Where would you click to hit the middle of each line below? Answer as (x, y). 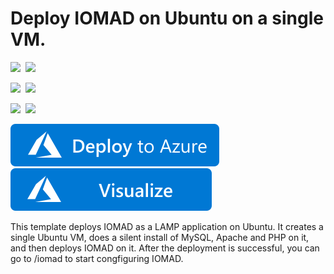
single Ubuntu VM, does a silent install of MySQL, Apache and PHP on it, (160, 237)
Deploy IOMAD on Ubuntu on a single (167, 18)
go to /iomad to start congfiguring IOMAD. (97, 258)
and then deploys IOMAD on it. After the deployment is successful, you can (165, 248)
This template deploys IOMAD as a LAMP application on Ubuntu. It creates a (167, 226)
